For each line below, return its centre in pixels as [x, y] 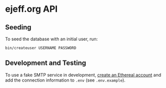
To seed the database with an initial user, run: [52, 39]
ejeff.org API [31, 9]
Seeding [18, 27]
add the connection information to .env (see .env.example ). [65, 80]
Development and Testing [46, 63]
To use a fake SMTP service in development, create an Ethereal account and [83, 75]
